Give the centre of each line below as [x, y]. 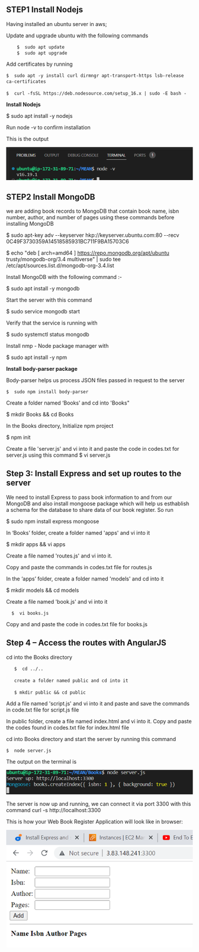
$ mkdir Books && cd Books [40, 414]
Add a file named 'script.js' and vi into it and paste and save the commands [98, 703]
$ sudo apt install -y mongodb [43, 288]
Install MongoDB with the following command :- [64, 277]
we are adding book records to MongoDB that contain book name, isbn [93, 211]
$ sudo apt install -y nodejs [39, 116]
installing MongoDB [30, 223]
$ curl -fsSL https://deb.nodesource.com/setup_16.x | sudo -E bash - [96, 93]
